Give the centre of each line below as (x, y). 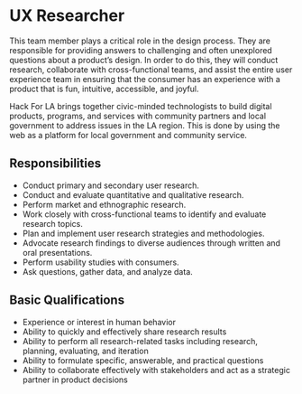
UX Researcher (67, 16)
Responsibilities (55, 164)
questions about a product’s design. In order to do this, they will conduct (144, 60)
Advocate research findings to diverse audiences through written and (151, 243)
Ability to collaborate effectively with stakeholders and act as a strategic (156, 370)
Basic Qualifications (67, 300)
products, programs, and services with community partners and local (138, 116)
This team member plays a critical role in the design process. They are (140, 41)
